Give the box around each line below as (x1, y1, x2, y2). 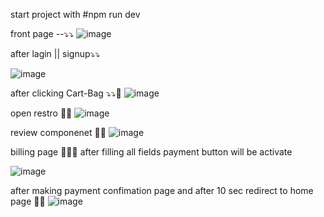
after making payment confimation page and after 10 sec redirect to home (10, 185, 314, 196)
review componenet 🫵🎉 (10, 127, 107, 138)
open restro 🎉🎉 (10, 107, 73, 119)
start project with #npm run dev (10, 9, 141, 20)
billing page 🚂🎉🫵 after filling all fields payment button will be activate (10, 146, 293, 158)
